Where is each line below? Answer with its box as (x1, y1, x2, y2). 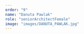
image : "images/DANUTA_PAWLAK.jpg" (5, 21, 79, 26)
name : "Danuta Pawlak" (5, 12, 52, 17)
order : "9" (5, 7, 28, 12)
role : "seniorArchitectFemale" (5, 16, 70, 21)
